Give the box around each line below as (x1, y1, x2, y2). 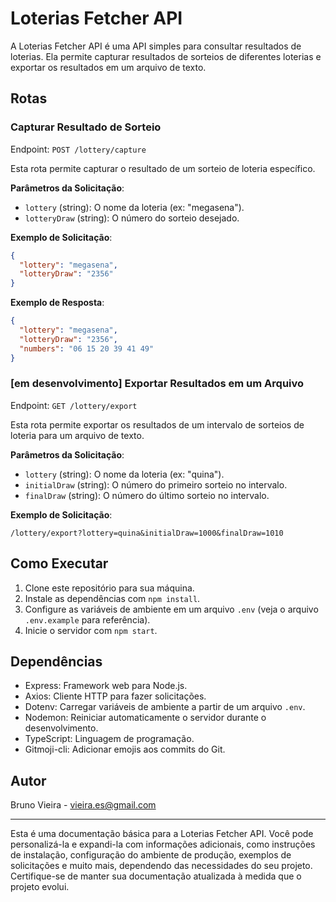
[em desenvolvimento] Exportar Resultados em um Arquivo (10, 377, 305, 391)
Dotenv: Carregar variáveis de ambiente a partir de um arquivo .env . (24, 701, 306, 713)
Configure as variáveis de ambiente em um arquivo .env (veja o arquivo (24, 603, 319, 615)
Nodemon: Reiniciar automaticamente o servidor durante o (24, 712, 267, 724)
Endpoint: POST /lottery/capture (10, 143, 147, 155)
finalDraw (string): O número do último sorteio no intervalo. (24, 489, 270, 501)
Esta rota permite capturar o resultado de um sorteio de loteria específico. (10, 162, 316, 174)
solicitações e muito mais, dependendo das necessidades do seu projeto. (10, 860, 313, 872)
